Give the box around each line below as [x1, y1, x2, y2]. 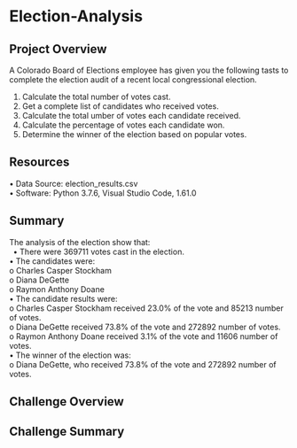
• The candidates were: [9, 255, 96, 266]
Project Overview [9, 42, 107, 57]
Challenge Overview [9, 394, 124, 409]
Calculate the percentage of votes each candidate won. [21, 120, 225, 130]
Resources [9, 155, 70, 170]
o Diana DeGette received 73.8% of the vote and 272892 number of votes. [9, 321, 281, 332]
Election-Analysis [9, 6, 144, 27]
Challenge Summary [9, 424, 125, 439]
